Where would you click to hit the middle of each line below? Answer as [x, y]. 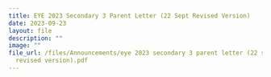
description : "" [35, 38]
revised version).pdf [52, 61]
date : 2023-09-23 [38, 23]
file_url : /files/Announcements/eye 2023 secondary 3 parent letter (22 [133, 53]
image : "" [25, 46]
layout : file [30, 30]
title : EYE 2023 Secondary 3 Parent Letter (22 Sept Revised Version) [129, 16]
